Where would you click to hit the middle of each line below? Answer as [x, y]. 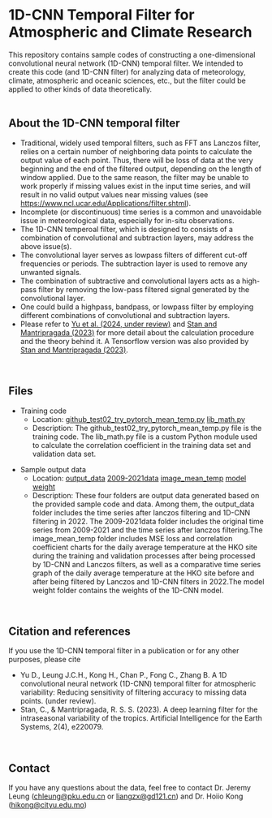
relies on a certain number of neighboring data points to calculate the [136, 151]
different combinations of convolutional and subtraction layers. [125, 315]
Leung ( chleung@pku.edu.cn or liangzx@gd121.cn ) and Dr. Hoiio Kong [126, 796]
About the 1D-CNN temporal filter [94, 123]
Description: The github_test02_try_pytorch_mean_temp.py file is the [147, 428]
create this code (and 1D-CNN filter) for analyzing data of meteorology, [127, 71]
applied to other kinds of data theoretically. [80, 89]
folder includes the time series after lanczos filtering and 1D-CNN [141, 512]
